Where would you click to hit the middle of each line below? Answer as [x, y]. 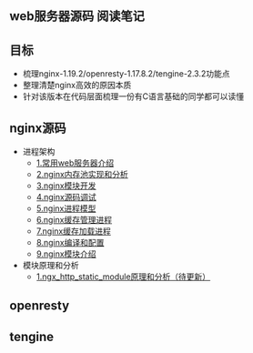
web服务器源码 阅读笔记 [77, 16]
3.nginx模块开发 [66, 186]
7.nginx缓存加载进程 [73, 231]
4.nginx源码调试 [66, 197]
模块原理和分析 [51, 266]
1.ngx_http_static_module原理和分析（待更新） [123, 277]
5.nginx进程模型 [66, 208]
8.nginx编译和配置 [70, 243]
